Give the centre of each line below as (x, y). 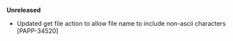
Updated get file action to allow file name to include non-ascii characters (121, 23)
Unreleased (24, 10)
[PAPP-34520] (37, 31)
